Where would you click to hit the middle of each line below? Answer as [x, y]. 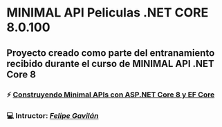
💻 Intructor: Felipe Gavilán [53, 116]
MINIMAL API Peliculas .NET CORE [108, 13]
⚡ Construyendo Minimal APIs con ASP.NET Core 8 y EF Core [111, 95]
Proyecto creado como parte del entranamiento [111, 53]
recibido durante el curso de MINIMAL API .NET [111, 63]
